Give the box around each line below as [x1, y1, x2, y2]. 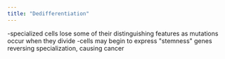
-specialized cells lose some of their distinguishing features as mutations [7, 29, 219, 37]
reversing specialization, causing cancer [7, 44, 124, 52]
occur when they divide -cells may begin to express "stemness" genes [7, 36, 212, 45]
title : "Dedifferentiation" [7, 10, 90, 17]
